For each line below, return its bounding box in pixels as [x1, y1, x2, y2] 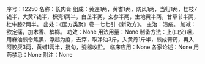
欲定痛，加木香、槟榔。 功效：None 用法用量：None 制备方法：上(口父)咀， [6, 28, 198, 35]
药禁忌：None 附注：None [6, 51, 73, 58]
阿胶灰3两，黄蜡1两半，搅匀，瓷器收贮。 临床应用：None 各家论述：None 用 [6, 43, 199, 51]
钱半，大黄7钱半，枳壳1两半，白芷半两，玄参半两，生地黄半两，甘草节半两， [6, 13, 199, 20]
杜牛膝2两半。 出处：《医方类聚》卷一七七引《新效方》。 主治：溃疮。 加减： [6, 21, 197, 27]
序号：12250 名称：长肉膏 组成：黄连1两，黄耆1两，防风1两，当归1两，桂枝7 [6, 5, 198, 12]
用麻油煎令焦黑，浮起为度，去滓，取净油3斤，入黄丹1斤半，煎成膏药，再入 [6, 36, 195, 43]
